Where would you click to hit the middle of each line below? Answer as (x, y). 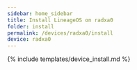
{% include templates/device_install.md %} (69, 59)
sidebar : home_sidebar (40, 14)
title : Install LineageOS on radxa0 (60, 20)
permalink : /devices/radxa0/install (60, 33)
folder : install (31, 26)
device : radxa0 (29, 40)
